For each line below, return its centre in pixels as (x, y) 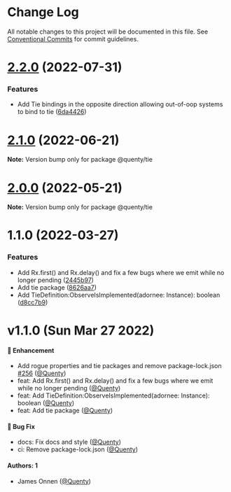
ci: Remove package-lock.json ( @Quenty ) (78, 449)
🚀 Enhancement (31, 350)
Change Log (43, 12)
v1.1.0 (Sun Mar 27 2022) (81, 330)
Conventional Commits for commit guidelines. (73, 38)
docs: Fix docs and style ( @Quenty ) (69, 442)
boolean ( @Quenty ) (46, 403)
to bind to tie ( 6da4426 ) (52, 112)
